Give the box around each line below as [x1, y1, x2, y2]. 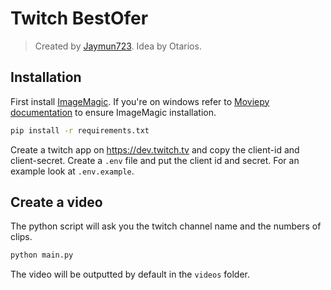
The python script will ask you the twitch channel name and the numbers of [10, 220, 322, 232]
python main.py [10, 250, 74, 261]
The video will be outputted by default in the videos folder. [10, 268, 251, 281]
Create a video [10, 194, 103, 211]
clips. [10, 231, 33, 243]
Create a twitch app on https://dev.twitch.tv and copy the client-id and [10, 143, 300, 156]
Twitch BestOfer [10, 7, 149, 30]
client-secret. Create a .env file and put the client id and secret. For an [10, 154, 300, 166]
